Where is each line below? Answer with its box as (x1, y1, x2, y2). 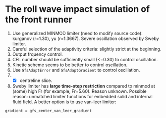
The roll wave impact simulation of (5, 3, 150, 15)
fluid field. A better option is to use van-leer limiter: (12, 99, 116, 105)
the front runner (5, 14, 73, 25)
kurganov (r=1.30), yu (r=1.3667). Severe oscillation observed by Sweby (12, 36, 160, 41)
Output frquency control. (12, 51, 63, 57)
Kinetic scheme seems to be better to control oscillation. (12, 62, 128, 68)
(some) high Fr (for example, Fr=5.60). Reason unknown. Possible (12, 88, 147, 94)
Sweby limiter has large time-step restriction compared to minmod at (12, 83, 155, 89)
